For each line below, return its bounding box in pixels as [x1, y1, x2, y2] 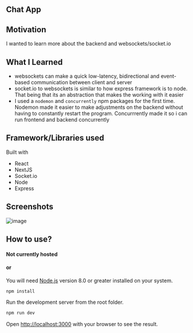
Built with [6, 149, 29, 156]
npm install [6, 288, 35, 294]
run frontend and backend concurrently [14, 116, 110, 123]
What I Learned [6, 57, 63, 67]
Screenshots [6, 202, 54, 212]
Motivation [6, 25, 47, 35]
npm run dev [6, 310, 35, 315]
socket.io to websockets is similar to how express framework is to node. [14, 85, 188, 92]
